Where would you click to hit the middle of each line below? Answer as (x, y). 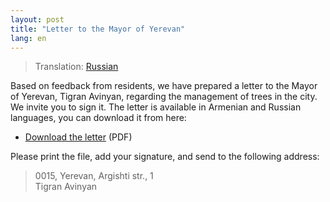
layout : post (37, 19)
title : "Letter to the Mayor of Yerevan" (98, 29)
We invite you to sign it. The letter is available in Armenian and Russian (156, 107)
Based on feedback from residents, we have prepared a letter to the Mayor (164, 86)
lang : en (28, 38)
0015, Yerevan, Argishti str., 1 (94, 176)
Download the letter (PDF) (78, 137)
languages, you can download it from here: (98, 118)
